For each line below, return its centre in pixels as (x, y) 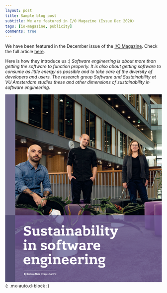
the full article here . (25, 52)
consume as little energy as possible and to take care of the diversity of (79, 72)
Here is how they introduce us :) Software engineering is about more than (81, 61)
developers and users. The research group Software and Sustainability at (81, 77)
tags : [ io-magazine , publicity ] (39, 26)
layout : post (19, 10)
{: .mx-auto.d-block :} (27, 286)
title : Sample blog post (31, 16)
